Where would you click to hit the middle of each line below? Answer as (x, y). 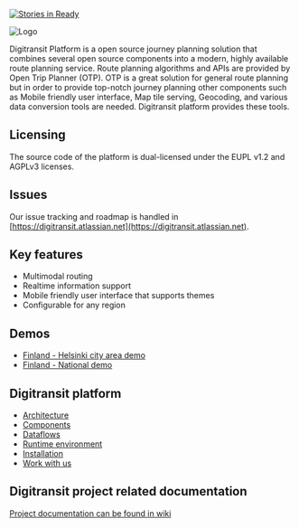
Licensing (37, 135)
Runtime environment (62, 444)
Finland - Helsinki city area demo (84, 355)
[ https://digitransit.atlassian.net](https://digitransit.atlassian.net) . (130, 226)
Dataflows (41, 435)
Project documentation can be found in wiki (90, 513)
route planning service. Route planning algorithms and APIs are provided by (150, 68)
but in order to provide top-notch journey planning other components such (148, 87)
